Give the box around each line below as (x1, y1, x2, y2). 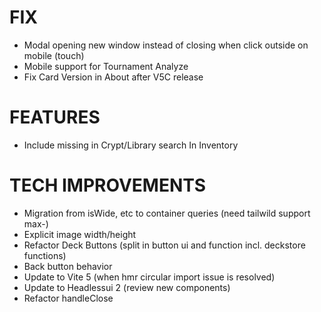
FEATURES (9, 106, 101, 129)
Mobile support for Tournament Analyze (23, 60, 189, 72)
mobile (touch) (23, 49, 85, 61)
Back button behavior (23, 260, 113, 272)
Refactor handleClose (23, 292, 114, 304)
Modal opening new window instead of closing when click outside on (23, 39, 309, 51)
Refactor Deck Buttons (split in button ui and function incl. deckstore (23, 239, 306, 251)
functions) (23, 249, 67, 261)
